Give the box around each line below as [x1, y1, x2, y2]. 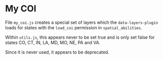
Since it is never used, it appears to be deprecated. [5, 49, 109, 55]
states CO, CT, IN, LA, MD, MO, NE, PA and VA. [5, 39, 101, 45]
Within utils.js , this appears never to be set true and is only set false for [5, 34, 155, 40]
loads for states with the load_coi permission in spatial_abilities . [5, 24, 142, 30]
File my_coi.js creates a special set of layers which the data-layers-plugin [5, 19, 159, 25]
